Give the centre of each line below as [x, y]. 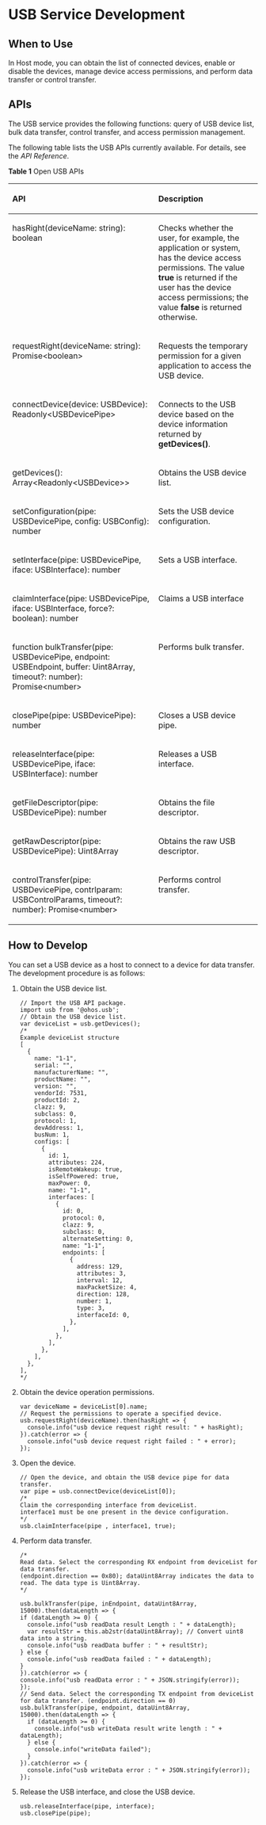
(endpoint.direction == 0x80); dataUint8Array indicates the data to [137, 1576]
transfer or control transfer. [52, 80]
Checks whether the [196, 227]
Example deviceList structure [70, 1037]
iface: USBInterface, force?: [63, 608]
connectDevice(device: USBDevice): [80, 404]
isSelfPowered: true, [84, 1176]
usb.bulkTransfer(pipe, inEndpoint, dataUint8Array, [108, 1604]
